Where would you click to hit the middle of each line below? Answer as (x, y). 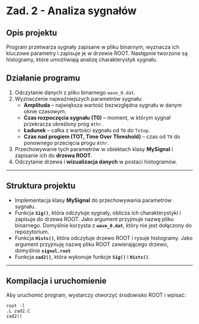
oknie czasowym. (45, 111)
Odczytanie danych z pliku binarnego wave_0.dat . (75, 92)
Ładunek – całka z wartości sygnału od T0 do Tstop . (86, 130)
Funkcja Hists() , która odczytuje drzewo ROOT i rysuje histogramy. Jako (104, 238)
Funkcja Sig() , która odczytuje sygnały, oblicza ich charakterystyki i (98, 213)
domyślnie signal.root (43, 251)
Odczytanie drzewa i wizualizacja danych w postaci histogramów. (96, 162)
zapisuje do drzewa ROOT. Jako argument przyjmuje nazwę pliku (94, 219)
